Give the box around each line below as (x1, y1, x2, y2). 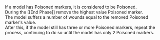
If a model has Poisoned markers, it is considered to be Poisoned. (5, 4, 137, 10)
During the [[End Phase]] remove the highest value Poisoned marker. (5, 9, 143, 15)
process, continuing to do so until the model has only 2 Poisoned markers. (5, 30, 155, 35)
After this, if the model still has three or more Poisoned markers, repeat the (5, 25, 155, 30)
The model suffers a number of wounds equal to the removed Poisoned (5, 14, 149, 20)
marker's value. (5, 19, 37, 25)
